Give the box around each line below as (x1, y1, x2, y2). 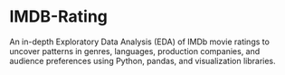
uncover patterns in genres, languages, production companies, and (9, 45, 261, 56)
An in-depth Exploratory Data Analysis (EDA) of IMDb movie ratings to (9, 36, 270, 47)
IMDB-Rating (9, 6, 109, 27)
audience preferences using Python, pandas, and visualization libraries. (9, 55, 276, 66)
